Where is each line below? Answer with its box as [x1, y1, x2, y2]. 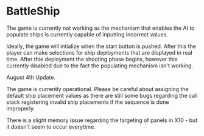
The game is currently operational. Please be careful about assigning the [6, 85, 189, 92]
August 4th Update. [6, 73, 56, 81]
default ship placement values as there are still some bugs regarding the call [6, 92, 198, 99]
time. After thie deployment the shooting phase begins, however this [6, 55, 178, 63]
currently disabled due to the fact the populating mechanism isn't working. [6, 62, 194, 69]
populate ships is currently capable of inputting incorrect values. [6, 30, 169, 38]
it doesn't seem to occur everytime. [6, 123, 96, 130]
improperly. [6, 104, 35, 112]
